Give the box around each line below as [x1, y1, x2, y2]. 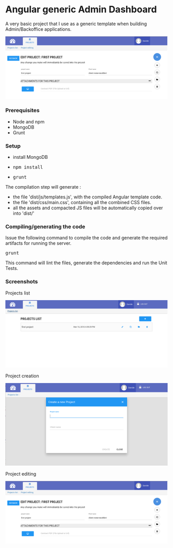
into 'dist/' [12, 210, 34, 216]
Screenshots [5, 278, 38, 285]
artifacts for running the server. [5, 240, 72, 246]
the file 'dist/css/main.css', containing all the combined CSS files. [12, 199, 152, 206]
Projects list [5, 289, 30, 296]
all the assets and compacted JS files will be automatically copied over [12, 205, 163, 211]
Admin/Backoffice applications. [5, 26, 72, 32]
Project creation [5, 373, 40, 379]
